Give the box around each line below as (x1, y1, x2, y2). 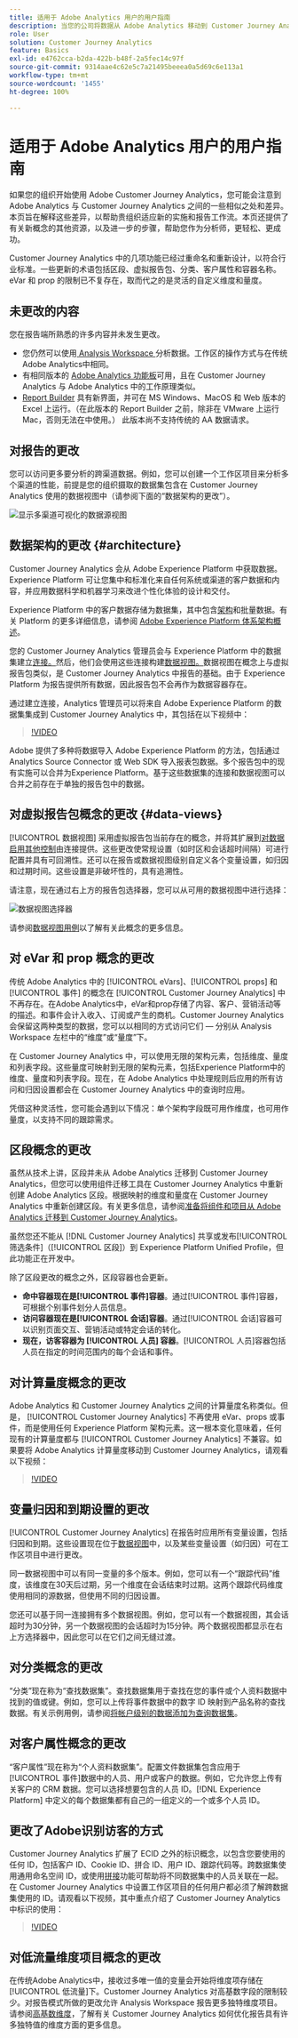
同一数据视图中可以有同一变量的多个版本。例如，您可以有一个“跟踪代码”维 (9, 1568, 281, 1578)
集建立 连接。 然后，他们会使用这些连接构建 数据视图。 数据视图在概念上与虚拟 (9, 656, 289, 667)
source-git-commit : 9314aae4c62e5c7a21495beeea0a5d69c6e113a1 (9, 63, 244, 72)
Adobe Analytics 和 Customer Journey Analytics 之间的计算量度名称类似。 (9, 1400, 281, 1411)
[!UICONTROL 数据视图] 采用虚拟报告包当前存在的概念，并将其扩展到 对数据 (9, 832, 286, 843)
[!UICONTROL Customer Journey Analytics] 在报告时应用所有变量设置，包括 (9, 1527, 288, 1537)
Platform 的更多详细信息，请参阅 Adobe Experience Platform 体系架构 (19, 615, 273, 626)
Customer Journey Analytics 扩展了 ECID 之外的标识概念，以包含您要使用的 (9, 1849, 286, 1859)
